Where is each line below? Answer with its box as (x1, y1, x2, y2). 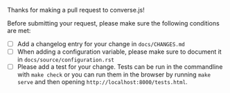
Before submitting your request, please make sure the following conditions (7, 19, 220, 27)
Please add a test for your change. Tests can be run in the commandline (17, 63, 223, 71)
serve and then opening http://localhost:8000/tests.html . (17, 78, 188, 86)
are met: (7, 27, 31, 34)
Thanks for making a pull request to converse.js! (7, 6, 145, 14)
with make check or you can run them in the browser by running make (17, 70, 211, 79)
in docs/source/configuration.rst (17, 55, 115, 64)
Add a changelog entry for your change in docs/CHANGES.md (17, 40, 186, 48)
